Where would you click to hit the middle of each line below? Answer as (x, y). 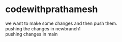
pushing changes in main (32, 34)
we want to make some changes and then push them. (62, 23)
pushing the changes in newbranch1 (43, 28)
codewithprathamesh (52, 9)
